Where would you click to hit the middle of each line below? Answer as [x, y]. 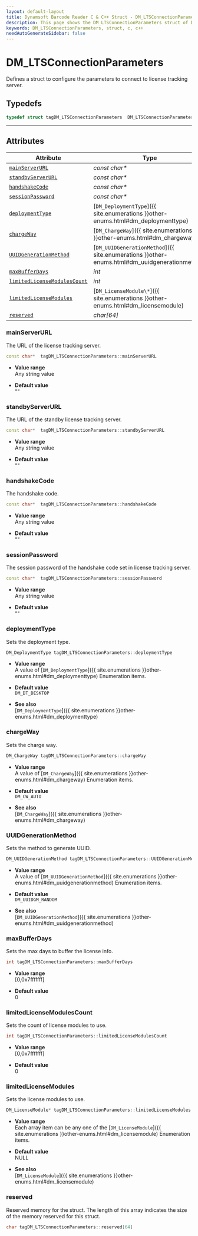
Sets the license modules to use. [46, 1099]
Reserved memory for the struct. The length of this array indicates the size [97, 1210]
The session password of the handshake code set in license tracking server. [98, 568]
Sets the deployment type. [38, 642]
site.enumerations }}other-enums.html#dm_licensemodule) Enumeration [102, 1134]
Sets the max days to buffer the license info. [60, 951]
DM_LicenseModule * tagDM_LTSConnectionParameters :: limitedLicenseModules [99, 1110]
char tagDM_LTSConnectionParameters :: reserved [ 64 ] [70, 1227]
